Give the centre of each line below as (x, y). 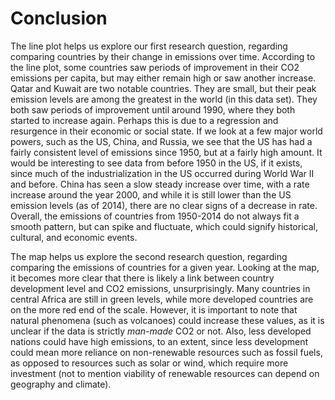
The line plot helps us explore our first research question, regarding (149, 46)
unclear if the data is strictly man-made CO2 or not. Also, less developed (161, 331)
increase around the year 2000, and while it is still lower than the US (151, 194)
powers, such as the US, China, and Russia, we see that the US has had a (161, 141)
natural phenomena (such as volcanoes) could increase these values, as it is (167, 320)
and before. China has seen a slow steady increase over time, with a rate (160, 184)
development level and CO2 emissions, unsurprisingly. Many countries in (160, 288)
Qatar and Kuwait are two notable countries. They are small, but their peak (163, 88)
